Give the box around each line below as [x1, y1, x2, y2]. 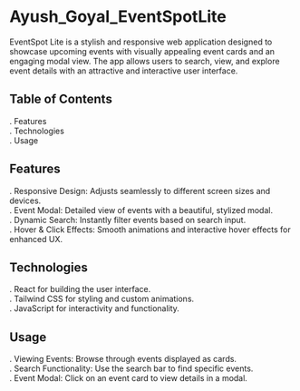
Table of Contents [9, 92, 113, 107]
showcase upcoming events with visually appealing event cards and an [9, 45, 275, 56]
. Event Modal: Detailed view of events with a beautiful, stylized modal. [9, 204, 274, 215]
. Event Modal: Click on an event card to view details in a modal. [9, 373, 247, 384]
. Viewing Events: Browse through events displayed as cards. [9, 354, 237, 365]
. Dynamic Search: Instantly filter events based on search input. [9, 214, 247, 225]
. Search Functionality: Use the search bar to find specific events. [9, 363, 254, 374]
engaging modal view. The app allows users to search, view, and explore [9, 55, 280, 66]
